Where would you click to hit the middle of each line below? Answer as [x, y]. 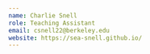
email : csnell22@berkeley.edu [59, 30]
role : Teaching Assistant [52, 23]
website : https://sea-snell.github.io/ [75, 38]
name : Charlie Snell [43, 15]
